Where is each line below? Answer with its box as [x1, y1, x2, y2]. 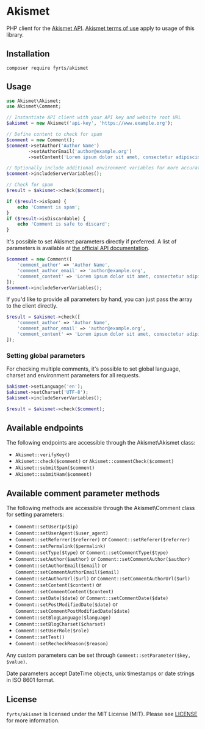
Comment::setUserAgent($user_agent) [15, 530, 109, 536]
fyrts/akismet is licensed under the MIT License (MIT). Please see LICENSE [6, 711, 198, 718]
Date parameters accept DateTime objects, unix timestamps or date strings [6, 670, 195, 677]
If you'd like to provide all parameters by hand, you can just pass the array [6, 295, 193, 303]
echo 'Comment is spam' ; [17, 204, 81, 210]
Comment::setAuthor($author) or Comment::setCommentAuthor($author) [15, 555, 191, 563]
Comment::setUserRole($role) [15, 628, 90, 634]
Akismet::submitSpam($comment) [15, 465, 95, 472]
